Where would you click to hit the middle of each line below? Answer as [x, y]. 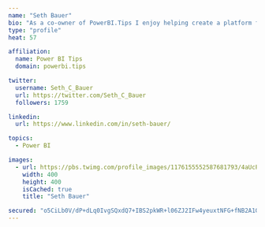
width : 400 [40, 174]
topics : [21, 139]
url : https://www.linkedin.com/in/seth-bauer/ [93, 124]
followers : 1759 [42, 102]
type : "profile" [35, 30]
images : [21, 160]
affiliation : [30, 52]
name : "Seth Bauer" [40, 15]
